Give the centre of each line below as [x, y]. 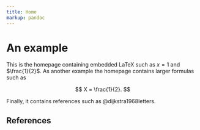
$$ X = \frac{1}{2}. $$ [103, 90]
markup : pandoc [26, 18]
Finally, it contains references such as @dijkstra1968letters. [81, 101]
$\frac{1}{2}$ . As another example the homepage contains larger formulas [100, 71]
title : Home [21, 12]
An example [37, 48]
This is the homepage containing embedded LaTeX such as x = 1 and [93, 65]
